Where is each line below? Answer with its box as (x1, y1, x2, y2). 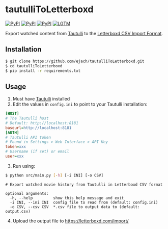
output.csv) (5, 209, 31, 214)
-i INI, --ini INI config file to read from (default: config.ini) (10, 200, 158, 205)
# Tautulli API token (5, 135, 51, 140)
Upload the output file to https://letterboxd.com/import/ (12, 218, 129, 224)
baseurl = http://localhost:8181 (5, 125, 72, 131)
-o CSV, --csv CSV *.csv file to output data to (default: (10, 204, 140, 210)
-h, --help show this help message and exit (10, 195, 124, 200)
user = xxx (5, 154, 24, 159)
